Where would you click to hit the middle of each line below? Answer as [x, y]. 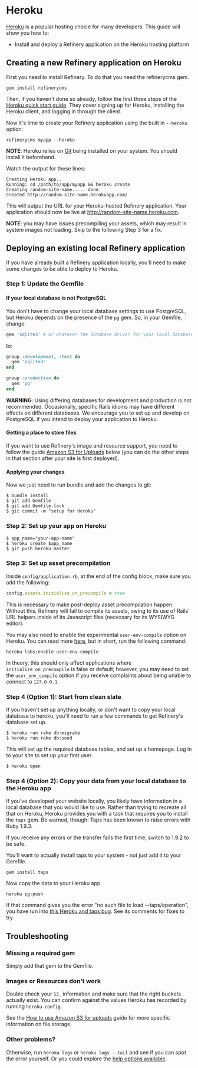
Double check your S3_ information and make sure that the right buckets [94, 994]
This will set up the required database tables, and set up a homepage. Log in [99, 749]
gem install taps [27, 873]
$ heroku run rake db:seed [39, 738]
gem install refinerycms [37, 88]
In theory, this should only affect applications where [69, 663]
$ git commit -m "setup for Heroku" [51, 511]
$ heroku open [24, 766]
